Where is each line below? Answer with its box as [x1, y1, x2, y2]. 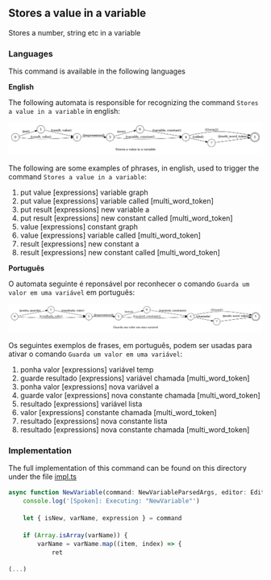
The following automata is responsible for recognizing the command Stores [8, 98, 259, 107]
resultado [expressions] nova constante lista [19, 416, 168, 427]
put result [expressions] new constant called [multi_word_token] [19, 213, 233, 223]
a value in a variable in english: [8, 107, 121, 116]
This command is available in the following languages [8, 66, 186, 76]
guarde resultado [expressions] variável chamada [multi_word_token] [19, 373, 250, 383]
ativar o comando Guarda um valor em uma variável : [8, 349, 183, 359]
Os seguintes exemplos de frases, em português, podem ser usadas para [8, 341, 252, 351]
